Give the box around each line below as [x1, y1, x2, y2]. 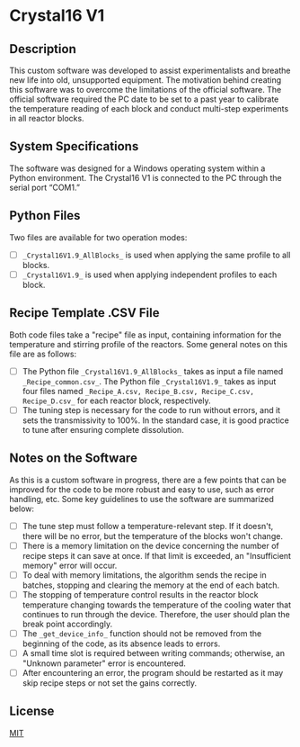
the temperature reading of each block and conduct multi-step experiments [9, 103, 289, 113]
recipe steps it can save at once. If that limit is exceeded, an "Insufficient [22, 550, 292, 561]
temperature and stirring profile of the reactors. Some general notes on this [9, 338, 288, 349]
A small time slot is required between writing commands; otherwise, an [22, 647, 286, 658]
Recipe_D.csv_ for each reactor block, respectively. [22, 395, 211, 406]
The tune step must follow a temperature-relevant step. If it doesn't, [22, 520, 274, 531]
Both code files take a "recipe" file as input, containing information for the [9, 329, 282, 340]
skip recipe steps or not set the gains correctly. [22, 677, 198, 688]
